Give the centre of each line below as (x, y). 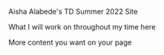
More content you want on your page (70, 42)
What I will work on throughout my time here (82, 27)
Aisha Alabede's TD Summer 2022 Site (73, 12)
